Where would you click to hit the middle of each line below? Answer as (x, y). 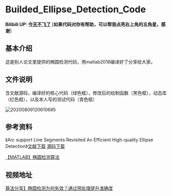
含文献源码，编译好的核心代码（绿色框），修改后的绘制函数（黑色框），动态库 (86, 93)
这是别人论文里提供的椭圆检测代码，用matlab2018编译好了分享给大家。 (80, 62)
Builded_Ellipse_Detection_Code (76, 9)
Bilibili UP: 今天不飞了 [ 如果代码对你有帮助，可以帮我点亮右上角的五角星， (83, 24)
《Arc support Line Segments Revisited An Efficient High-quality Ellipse (79, 140)
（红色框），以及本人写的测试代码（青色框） (51, 99)
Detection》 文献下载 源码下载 (35, 146)
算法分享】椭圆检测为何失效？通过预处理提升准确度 (59, 188)
